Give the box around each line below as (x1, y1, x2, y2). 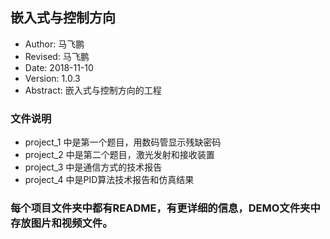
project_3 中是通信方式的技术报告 (24, 161, 163, 173)
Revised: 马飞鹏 (24, 50, 90, 62)
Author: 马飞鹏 (24, 38, 85, 50)
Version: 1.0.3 (24, 72, 81, 84)
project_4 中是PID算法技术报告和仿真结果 (24, 174, 195, 186)
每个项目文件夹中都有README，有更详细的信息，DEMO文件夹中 (10, 201, 321, 215)
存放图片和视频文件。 (10, 216, 113, 230)
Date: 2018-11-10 (24, 61, 94, 73)
